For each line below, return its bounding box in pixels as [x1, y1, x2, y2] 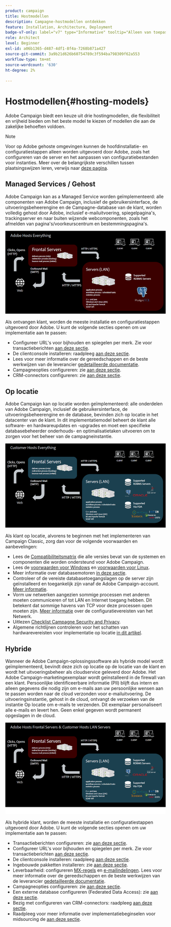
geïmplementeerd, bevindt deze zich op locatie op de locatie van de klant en [5, 664, 166, 670]
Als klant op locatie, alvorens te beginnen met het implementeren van [5, 533, 151, 539]
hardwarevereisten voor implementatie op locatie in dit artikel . [12, 630, 142, 636]
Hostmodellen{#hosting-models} [5, 96, 149, 107]
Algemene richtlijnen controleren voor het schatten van [12, 624, 128, 630]
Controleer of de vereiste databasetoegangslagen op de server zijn [12, 576, 154, 582]
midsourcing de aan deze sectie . [12, 916, 81, 922]
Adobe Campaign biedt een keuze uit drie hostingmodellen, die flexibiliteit [5, 113, 160, 119]
